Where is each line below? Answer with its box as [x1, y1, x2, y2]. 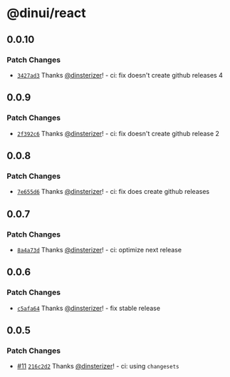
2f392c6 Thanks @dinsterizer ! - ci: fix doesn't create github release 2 [16, 129, 220, 138]
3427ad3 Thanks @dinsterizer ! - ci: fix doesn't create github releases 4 [16, 71, 224, 79]
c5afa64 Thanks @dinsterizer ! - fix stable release [16, 304, 161, 312]
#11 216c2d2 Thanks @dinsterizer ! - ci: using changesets [16, 362, 179, 371]
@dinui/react [6, 5, 86, 21]
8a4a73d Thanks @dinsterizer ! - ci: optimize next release [16, 245, 182, 254]
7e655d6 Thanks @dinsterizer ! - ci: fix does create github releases [16, 187, 210, 196]
